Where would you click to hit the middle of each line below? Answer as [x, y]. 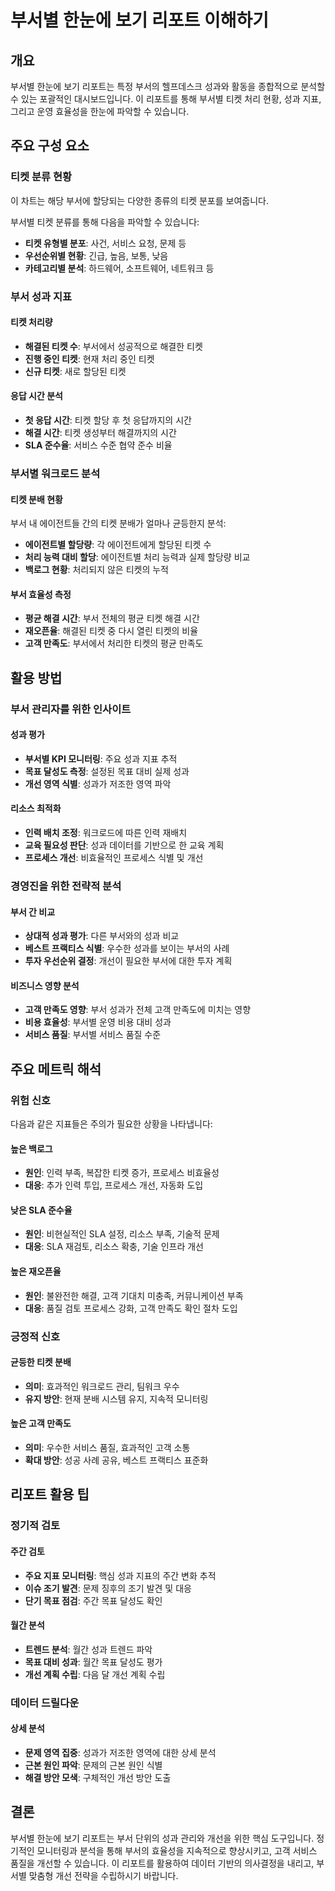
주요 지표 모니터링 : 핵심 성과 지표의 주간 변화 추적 [120, 1575]
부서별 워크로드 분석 [55, 473]
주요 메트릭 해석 [56, 1069]
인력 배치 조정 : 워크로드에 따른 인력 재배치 [106, 833]
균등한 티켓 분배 [41, 1362]
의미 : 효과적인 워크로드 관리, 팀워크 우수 [102, 1386]
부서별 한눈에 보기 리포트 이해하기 [139, 20]
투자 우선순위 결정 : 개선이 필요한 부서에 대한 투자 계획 [128, 961]
